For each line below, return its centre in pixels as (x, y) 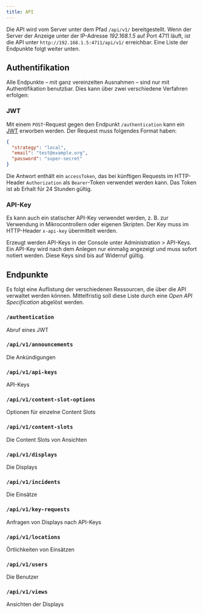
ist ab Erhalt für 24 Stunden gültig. (49, 189)
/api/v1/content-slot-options (51, 400)
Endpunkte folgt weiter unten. (43, 49)
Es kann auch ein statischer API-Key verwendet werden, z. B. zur (87, 218)
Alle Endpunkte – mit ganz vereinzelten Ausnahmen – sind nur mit (88, 82)
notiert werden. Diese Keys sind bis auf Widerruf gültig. (75, 255)
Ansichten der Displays (35, 604)
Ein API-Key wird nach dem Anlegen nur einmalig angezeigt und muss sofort (101, 249)
